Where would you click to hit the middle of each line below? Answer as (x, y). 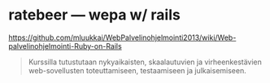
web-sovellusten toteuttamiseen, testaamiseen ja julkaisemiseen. (137, 70)
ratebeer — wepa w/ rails (94, 15)
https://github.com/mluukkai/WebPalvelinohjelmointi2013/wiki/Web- (122, 37)
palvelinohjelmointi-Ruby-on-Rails (65, 46)
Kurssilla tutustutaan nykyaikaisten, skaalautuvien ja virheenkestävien (145, 62)
